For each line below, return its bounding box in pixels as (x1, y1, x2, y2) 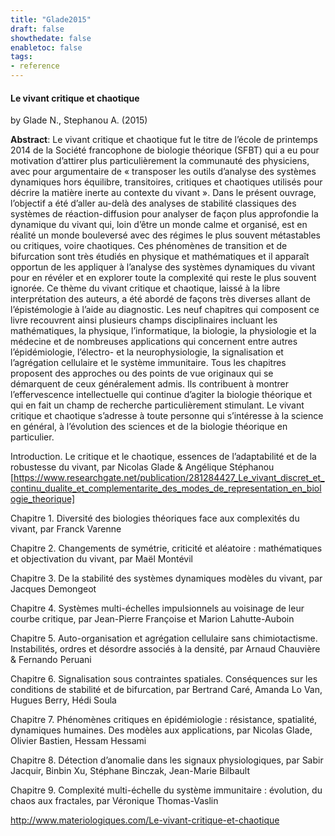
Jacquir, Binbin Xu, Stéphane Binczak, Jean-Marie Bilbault (10, 765, 251, 777)
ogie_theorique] (10, 493, 76, 505)
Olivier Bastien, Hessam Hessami (10, 735, 147, 747)
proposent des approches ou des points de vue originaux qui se (10, 367, 274, 380)
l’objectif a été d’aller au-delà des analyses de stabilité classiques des (10, 197, 297, 210)
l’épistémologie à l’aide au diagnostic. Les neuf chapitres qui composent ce (10, 304, 320, 316)
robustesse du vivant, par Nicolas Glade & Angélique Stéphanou (10, 461, 275, 473)
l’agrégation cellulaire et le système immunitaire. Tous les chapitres (10, 357, 287, 369)
